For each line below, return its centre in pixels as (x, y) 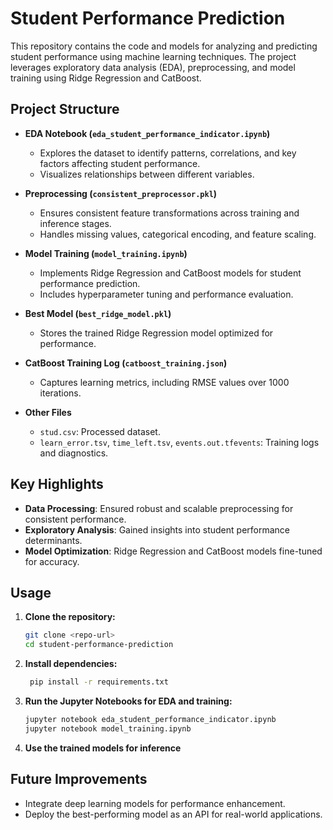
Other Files (48, 412)
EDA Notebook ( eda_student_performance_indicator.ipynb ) (147, 133)
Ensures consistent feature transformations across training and (169, 213)
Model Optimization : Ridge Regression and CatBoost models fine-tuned (173, 551)
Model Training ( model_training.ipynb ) (106, 253)
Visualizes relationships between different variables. (147, 174)
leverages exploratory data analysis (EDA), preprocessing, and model (153, 67)
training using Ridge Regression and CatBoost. (106, 78)
